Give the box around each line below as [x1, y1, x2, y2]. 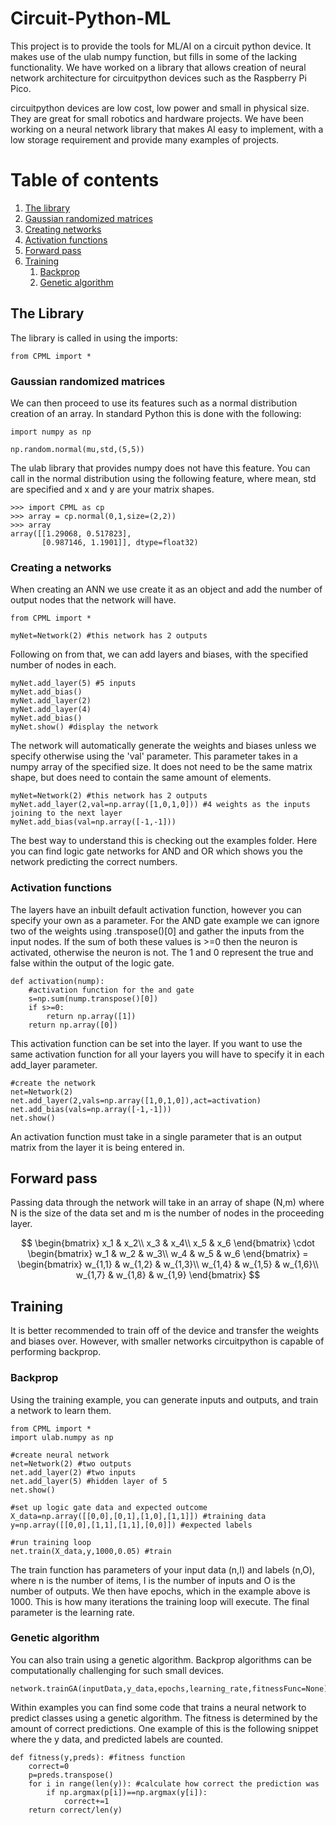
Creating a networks [10, 560, 112, 574]
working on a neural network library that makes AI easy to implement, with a [10, 123, 324, 135]
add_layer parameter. [10, 1058, 98, 1071]
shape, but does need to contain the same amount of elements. [10, 772, 272, 784]
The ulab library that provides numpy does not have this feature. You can [10, 462, 311, 474]
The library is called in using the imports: [10, 332, 178, 344]
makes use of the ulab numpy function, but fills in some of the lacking [10, 50, 297, 62]
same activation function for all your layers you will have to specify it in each [10, 1048, 325, 1060]
